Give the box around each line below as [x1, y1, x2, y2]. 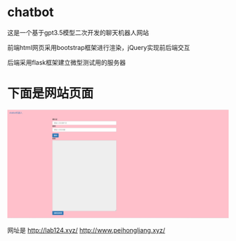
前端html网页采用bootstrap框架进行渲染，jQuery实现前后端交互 [7, 43, 190, 51]
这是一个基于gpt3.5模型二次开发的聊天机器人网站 [7, 28, 150, 37]
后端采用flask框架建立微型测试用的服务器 [7, 58, 126, 67]
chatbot [7, 4, 54, 20]
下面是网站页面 [7, 86, 94, 102]
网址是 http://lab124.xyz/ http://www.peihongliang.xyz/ [7, 226, 166, 234]
